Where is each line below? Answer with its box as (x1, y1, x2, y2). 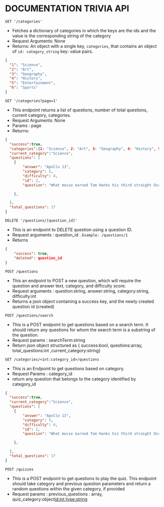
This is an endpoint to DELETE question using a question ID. (12, 227, 133, 232)
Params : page (12, 123, 41, 128)
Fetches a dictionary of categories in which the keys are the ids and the (12, 27, 156, 33)
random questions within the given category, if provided (12, 486, 125, 491)
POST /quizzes (5, 467, 34, 472)
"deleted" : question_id (14, 255, 62, 260)
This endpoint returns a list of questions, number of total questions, (12, 107, 148, 113)
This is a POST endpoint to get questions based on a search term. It (12, 321, 149, 327)
